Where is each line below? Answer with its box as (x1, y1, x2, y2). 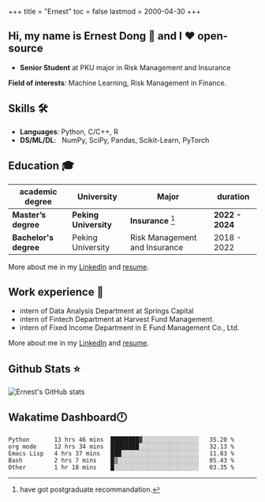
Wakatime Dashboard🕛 (8, 410, 128, 425)
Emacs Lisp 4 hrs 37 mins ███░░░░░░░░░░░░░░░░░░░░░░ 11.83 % (8, 449, 235, 457)
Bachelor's (12, 232, 54, 243)
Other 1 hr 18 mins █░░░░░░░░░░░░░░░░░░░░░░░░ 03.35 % (8, 463, 235, 471)
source (8, 42, 43, 55)
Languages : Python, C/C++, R (19, 126, 118, 137)
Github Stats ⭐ (8, 362, 81, 376)
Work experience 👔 (8, 285, 104, 298)
